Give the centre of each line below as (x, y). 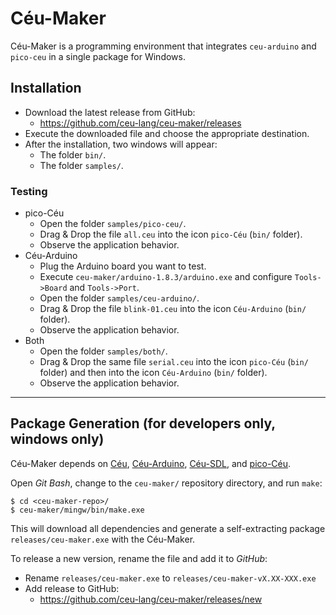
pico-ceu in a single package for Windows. (98, 56)
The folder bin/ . (73, 154)
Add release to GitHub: (72, 588)
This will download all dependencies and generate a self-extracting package (168, 528)
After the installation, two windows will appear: (121, 144)
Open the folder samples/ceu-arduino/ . (119, 298)
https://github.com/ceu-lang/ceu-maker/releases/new (151, 599)
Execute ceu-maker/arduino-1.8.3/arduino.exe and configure (166, 277)
